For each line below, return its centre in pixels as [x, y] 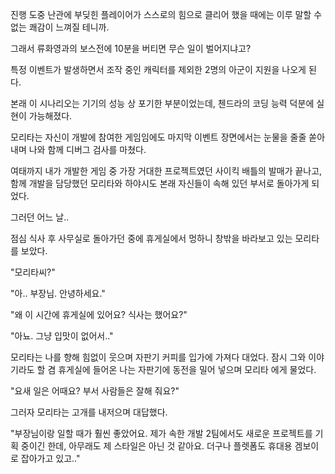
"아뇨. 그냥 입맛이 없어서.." [62, 336]
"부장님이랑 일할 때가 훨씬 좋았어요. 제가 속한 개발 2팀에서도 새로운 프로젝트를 [161, 433]
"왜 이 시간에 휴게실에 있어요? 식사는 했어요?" [99, 314]
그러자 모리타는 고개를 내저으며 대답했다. [89, 412]
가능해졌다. [50, 116]
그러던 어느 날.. [40, 217]
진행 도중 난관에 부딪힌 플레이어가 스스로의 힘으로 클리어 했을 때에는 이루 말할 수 [166, 14]
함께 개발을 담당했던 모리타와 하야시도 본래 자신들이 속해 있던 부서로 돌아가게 [160, 183]
